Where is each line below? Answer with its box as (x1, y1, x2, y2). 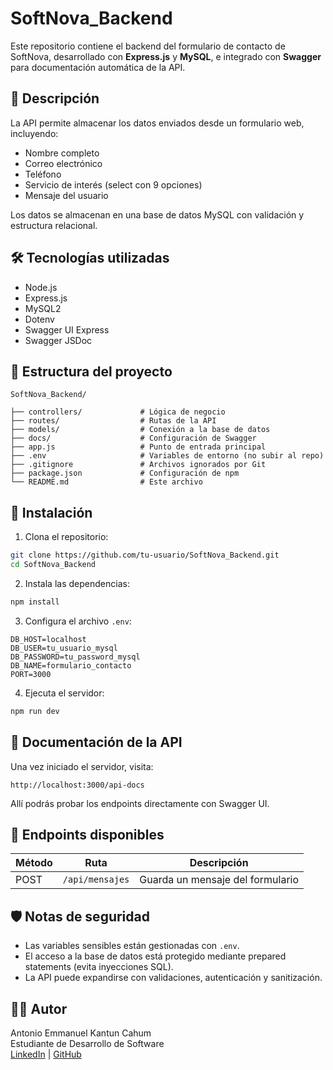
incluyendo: (10, 127, 59, 139)
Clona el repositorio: (24, 531, 109, 543)
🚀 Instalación (10, 504, 93, 521)
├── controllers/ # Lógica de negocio (10, 407, 226, 417)
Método (15, 856, 53, 870)
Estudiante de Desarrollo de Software (10, 1037, 165, 1049)
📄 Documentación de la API (10, 734, 183, 751)
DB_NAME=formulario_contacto (10, 660, 132, 671)
